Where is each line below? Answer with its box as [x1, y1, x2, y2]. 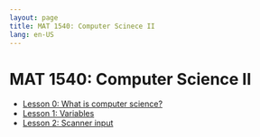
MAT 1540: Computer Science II [9, 68, 252, 89]
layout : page [9, 13, 59, 23]
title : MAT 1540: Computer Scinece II [9, 22, 155, 31]
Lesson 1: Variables [22, 108, 95, 119]
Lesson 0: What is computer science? [22, 98, 163, 109]
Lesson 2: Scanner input [22, 118, 114, 129]
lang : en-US [9, 30, 54, 39]
